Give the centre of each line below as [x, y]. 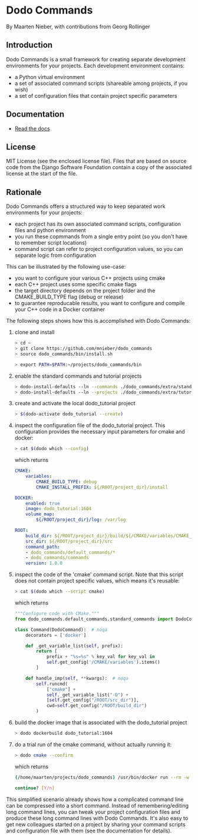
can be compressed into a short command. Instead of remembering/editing [97, 805]
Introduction [29, 45]
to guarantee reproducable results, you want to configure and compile [100, 303]
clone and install [34, 332]
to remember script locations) [51, 243]
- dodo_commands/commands [57, 558]
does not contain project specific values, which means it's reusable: [97, 581]
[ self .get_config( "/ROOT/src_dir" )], [93, 700]
